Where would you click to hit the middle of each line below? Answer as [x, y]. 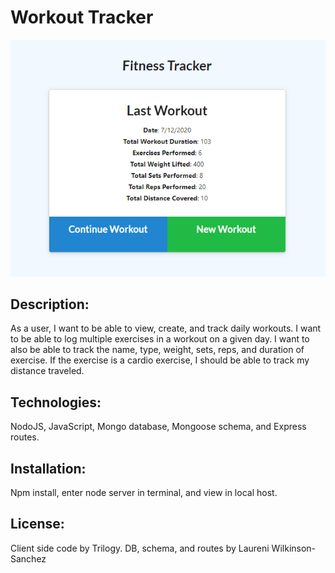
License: [37, 524]
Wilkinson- [294, 548]
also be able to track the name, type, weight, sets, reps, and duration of [157, 350]
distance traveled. [47, 371]
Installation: [48, 468]
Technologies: [56, 402]
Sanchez [28, 558]
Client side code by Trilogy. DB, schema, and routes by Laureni [140, 548]
